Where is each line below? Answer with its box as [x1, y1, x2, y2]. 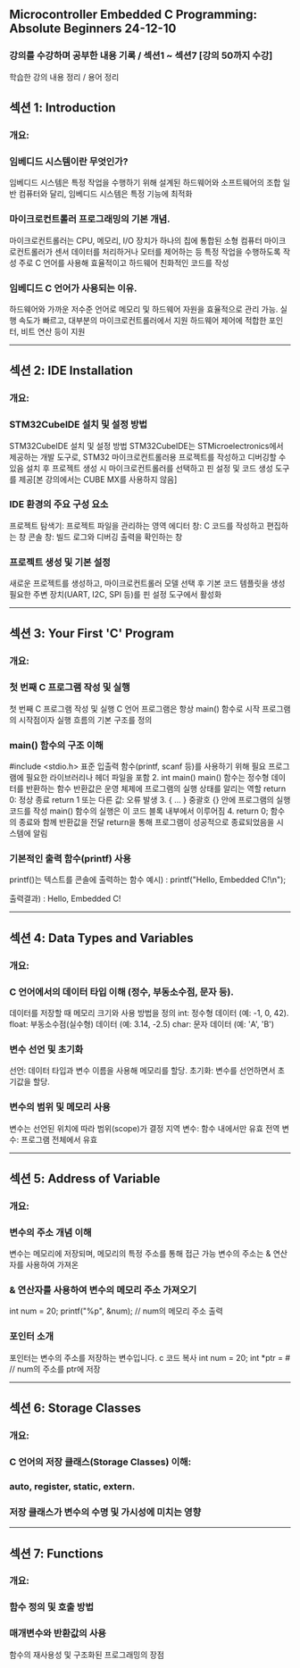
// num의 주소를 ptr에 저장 [9, 1364, 101, 1374]
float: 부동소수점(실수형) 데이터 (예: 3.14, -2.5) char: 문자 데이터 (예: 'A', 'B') [9, 1018, 275, 1030]
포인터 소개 [9, 1330, 54, 1343]
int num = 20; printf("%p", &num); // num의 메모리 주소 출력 [9, 1305, 223, 1316]
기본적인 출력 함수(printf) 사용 [9, 852, 132, 864]
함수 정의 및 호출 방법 [9, 1601, 94, 1614]
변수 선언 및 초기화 [9, 1043, 84, 1055]
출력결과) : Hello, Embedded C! [9, 893, 121, 905]
